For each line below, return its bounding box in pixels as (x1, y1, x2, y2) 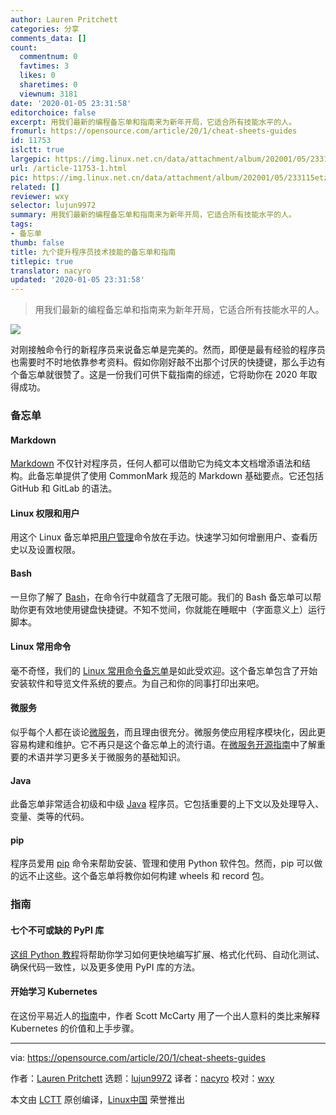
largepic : (10, 154, 52, 164)
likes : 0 (19, 71, 56, 81)
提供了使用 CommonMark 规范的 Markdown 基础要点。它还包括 (62, 470, 325, 482)
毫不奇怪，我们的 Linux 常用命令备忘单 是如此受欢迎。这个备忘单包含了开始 (10, 664, 318, 676)
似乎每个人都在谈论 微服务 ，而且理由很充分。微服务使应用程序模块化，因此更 (10, 726, 326, 738)
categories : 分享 (10, 24, 80, 34)
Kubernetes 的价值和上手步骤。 (10, 1022, 140, 1034)
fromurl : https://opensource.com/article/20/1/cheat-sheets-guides (10, 126, 298, 136)
